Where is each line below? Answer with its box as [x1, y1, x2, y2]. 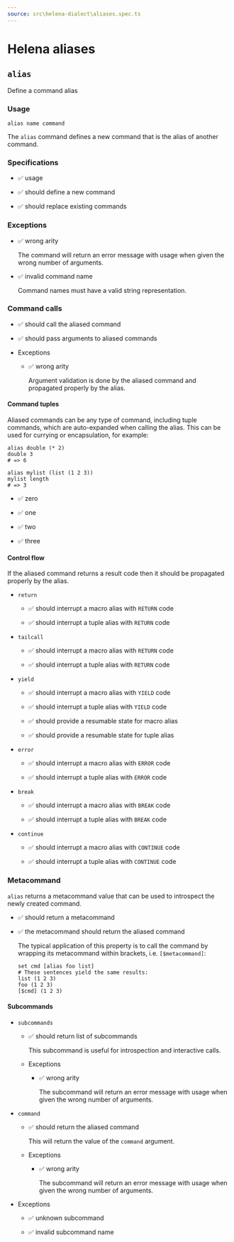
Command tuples [7, 400, 60, 409]
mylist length [7, 476, 50, 483]
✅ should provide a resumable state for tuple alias [28, 731, 174, 740]
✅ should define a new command [17, 188, 116, 196]
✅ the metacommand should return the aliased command [17, 927, 186, 936]
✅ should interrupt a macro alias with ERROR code [28, 759, 171, 767]
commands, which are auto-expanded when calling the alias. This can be [7, 423, 221, 432]
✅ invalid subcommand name [28, 1228, 115, 1236]
